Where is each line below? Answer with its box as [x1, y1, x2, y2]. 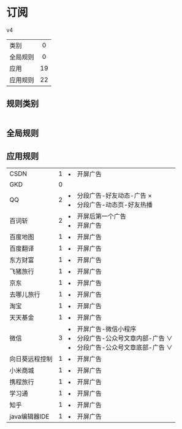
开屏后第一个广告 [77, 212, 127, 220]
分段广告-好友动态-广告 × [77, 191, 152, 199]
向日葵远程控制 [9, 354, 53, 363]
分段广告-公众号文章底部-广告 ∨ [77, 343, 173, 352]
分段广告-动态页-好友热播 [77, 200, 153, 209]
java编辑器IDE [9, 412, 50, 420]
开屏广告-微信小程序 [77, 325, 137, 333]
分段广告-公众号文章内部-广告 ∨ [77, 334, 173, 342]
